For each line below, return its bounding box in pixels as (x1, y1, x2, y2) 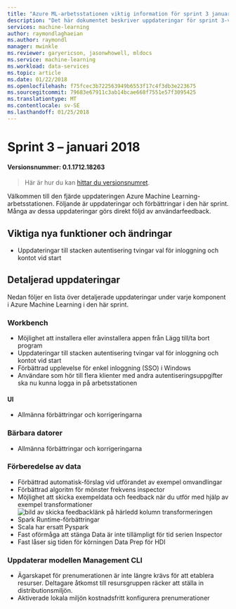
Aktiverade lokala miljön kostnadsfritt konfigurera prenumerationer (17, 593, 210, 603)
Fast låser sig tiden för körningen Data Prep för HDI (17, 537, 166, 546)
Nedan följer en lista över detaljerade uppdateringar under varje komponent (7, 293, 226, 301)
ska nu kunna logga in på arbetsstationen (17, 379, 138, 388)
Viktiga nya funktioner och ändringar (7, 227, 172, 240)
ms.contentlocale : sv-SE (7, 102, 80, 109)
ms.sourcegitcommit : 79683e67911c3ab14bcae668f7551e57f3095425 (7, 89, 197, 96)
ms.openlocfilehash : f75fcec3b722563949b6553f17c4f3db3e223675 (7, 82, 197, 90)
